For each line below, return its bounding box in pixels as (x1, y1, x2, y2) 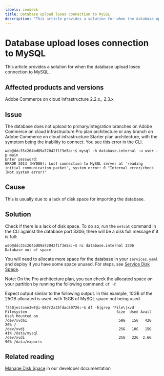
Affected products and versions (5, 83, 104, 91)
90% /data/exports (5, 339, 42, 344)
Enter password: (5, 157, 38, 162)
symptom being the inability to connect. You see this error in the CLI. (5, 139, 143, 145)
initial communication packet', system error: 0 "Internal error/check (5, 165, 154, 170)
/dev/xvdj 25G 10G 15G (5, 326, 152, 332)
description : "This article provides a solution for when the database (5, 16, 154, 21)
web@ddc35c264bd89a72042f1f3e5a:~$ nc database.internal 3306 (5, 243, 134, 248)
